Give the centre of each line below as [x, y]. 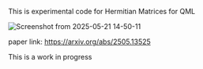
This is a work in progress [50, 57]
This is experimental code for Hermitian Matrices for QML [102, 11]
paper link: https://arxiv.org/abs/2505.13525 [80, 42]
